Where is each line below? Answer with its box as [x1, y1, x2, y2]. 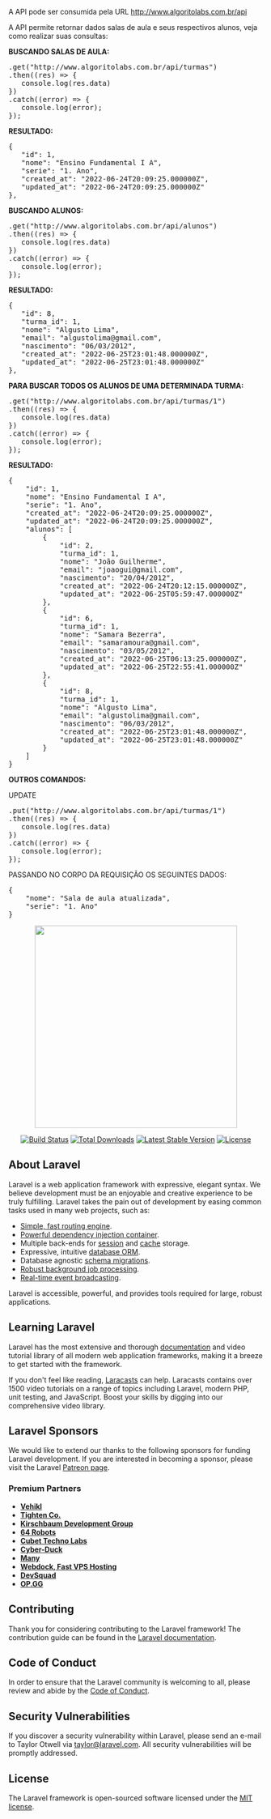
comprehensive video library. [8, 1400, 106, 1410]
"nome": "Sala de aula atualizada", [25, 894, 171, 902]
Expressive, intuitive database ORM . [19, 1246, 141, 1256]
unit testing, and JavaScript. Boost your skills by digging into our [8, 1392, 223, 1402]
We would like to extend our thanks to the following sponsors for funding [8, 1446, 251, 1455]
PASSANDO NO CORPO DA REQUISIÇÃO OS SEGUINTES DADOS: [8, 870, 227, 880]
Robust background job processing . [19, 1263, 140, 1274]
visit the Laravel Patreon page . [8, 1463, 110, 1472]
